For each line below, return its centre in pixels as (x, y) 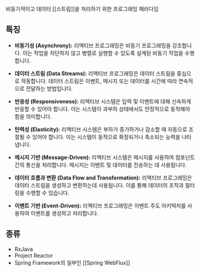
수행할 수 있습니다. (48, 193)
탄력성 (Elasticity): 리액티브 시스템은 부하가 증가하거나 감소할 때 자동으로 (101, 129)
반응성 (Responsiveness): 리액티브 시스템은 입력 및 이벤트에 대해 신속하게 (103, 101)
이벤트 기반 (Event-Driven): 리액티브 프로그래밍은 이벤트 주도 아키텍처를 (100, 206)
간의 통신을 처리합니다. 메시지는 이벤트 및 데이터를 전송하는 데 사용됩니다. (101, 164)
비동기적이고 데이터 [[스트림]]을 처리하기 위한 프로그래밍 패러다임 (82, 9)
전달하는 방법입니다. (49, 88)
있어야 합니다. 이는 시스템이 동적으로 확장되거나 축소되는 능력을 (106, 137)
